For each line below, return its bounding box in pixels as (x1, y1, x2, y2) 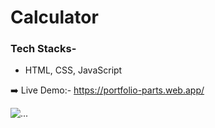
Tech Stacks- (10, 42, 77, 56)
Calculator (10, 6, 99, 29)
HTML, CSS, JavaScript (24, 64, 123, 76)
